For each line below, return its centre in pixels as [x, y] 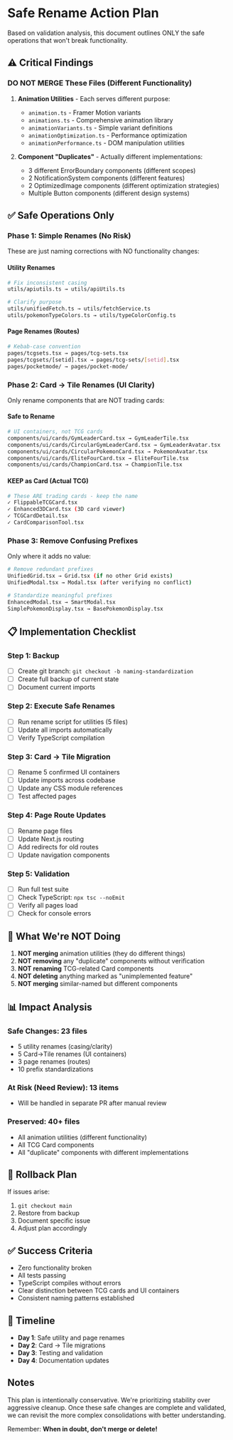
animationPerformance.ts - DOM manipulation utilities [106, 143]
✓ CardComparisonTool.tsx [45, 523]
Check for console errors [54, 913]
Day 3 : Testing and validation [60, 1353]
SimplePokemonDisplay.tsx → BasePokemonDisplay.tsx [85, 608]
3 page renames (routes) [54, 1061]
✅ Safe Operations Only [61, 216]
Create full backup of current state [68, 679]
